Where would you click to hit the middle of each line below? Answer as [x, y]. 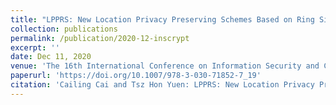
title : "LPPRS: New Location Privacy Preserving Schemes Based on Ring [162, 19]
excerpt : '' [35, 47]
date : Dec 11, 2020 [51, 57]
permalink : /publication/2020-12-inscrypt [100, 38]
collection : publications [64, 29]
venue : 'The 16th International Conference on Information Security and [165, 66]
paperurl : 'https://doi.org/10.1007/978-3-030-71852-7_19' [136, 76]
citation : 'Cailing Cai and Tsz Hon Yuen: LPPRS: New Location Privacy [162, 85]
